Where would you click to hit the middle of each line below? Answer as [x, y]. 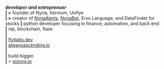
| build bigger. [20, 56]
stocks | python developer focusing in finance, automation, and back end [82, 23]
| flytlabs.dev [19, 40]
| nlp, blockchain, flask [29, 29]
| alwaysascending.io [28, 45]
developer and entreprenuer [36, 7]
